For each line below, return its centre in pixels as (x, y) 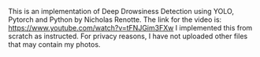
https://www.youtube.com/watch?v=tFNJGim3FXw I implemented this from (130, 28)
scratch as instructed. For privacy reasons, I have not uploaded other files (128, 36)
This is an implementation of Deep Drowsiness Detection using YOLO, (121, 11)
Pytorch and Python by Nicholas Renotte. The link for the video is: (115, 20)
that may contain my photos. (54, 45)
